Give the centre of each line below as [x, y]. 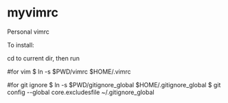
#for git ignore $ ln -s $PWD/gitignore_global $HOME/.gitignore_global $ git [114, 84]
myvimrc [33, 13]
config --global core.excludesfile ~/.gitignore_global [81, 92]
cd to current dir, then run [44, 58]
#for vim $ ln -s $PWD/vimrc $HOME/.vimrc [69, 71]
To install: [21, 45]
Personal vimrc [28, 32]
